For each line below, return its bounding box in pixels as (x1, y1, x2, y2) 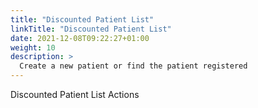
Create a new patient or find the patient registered (19, 61, 248, 71)
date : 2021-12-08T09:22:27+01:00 (10, 33, 150, 43)
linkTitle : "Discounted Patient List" (10, 24, 172, 34)
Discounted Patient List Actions (10, 89, 140, 100)
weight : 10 (10, 42, 56, 53)
